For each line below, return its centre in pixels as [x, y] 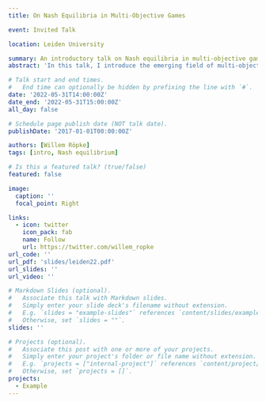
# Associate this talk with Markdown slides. [88, 298]
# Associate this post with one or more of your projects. [111, 349]
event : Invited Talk [42, 30]
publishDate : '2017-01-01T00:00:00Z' [70, 131]
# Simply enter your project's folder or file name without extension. [133, 357]
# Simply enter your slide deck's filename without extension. [118, 305]
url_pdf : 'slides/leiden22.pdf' [61, 262]
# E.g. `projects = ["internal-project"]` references [102, 364]
